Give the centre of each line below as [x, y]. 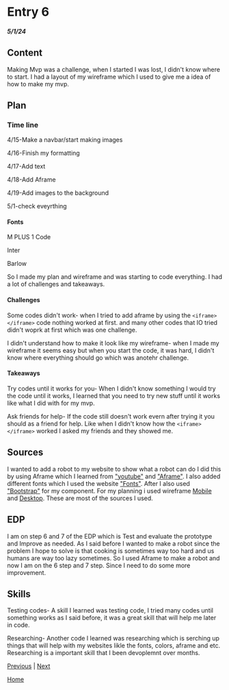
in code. [18, 625]
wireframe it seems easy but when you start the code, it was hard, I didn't [111, 350]
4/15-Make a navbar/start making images [65, 140]
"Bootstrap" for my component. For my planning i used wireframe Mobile [109, 491]
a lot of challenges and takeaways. [56, 284]
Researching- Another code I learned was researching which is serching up [113, 639]
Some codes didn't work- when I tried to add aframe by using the [99, 315]
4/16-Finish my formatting [43, 153]
